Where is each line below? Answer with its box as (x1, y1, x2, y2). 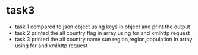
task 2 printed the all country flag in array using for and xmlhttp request (14, 29, 190, 36)
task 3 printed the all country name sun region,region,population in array (14, 35, 193, 43)
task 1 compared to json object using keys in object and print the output (14, 23, 190, 30)
